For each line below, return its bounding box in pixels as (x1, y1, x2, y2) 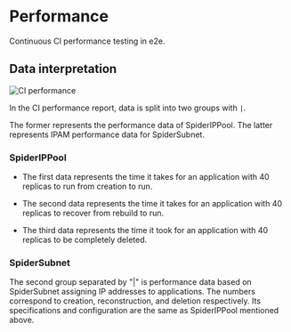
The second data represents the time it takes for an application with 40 (21, 198, 283, 209)
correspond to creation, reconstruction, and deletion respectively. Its (9, 296, 261, 306)
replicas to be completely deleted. (21, 234, 148, 246)
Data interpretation (9, 61, 117, 77)
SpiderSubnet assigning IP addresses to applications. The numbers (9, 287, 256, 297)
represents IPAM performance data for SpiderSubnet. (9, 129, 205, 140)
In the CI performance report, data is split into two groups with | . (9, 102, 247, 113)
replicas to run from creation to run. (21, 181, 153, 192)
